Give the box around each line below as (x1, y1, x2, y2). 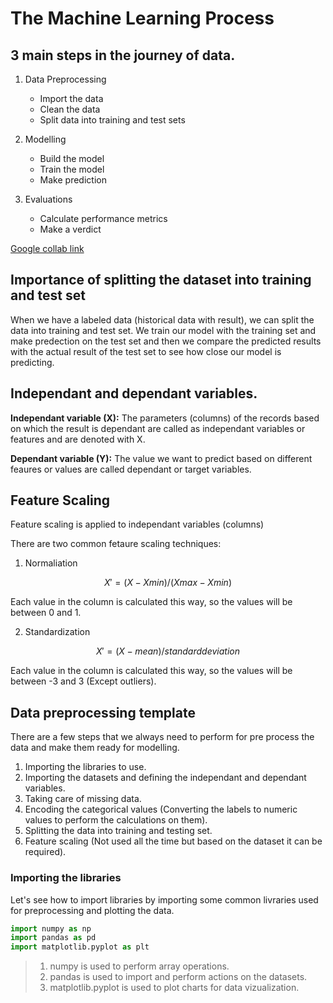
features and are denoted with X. (10, 433, 146, 445)
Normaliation (24, 557, 78, 569)
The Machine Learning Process (10, 7, 275, 30)
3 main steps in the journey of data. (10, 47, 236, 64)
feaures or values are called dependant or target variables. (10, 463, 252, 475)
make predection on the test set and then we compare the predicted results (10, 335, 322, 347)
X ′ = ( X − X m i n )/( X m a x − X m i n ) (104, 577, 232, 589)
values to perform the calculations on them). (24, 814, 208, 826)
